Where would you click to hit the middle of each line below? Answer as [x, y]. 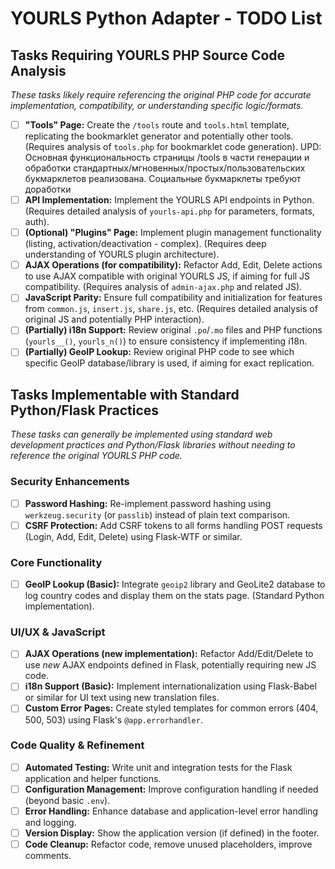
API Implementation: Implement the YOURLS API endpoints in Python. [169, 200]
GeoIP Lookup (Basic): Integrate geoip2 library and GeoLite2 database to [175, 584]
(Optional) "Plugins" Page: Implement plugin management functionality [173, 233]
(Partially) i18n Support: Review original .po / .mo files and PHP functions [173, 330]
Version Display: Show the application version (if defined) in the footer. [172, 833]
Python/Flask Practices [85, 410]
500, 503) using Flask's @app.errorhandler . [113, 719]
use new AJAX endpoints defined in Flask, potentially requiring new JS [170, 665]
